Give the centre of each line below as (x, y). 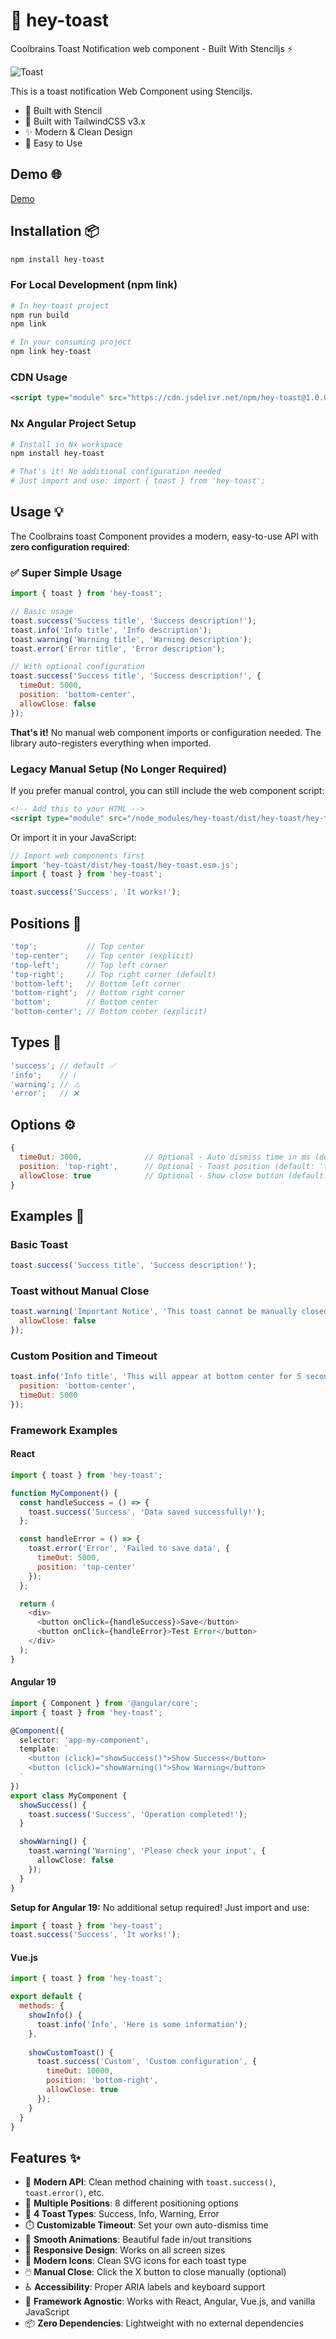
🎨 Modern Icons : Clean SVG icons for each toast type (135, 2261)
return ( (37, 1604)
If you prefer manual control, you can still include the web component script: (167, 790)
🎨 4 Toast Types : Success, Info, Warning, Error (122, 2214)
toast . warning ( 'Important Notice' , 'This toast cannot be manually (154, 1312)
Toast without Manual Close (80, 1291)
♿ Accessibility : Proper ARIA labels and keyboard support (145, 2287)
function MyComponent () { (64, 1493)
